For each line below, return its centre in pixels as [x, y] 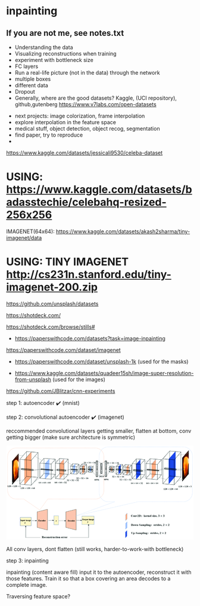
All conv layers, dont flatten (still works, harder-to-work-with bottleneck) [95, 549]
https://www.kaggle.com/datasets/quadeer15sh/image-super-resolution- [104, 373]
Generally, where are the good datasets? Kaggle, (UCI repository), [96, 98]
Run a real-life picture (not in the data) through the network [87, 72]
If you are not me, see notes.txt [65, 33]
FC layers [26, 66]
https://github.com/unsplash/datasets [52, 304]
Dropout [25, 92]
